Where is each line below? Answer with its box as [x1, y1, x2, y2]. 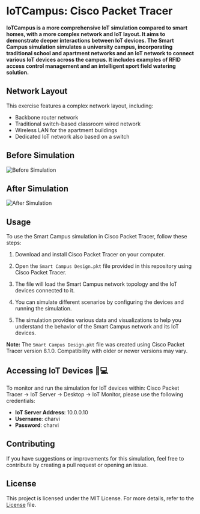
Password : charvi [14, 422, 59, 429]
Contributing [6, 439, 55, 449]
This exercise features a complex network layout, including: [6, 102, 154, 109]
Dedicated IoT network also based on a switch [14, 133, 130, 140]
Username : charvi [14, 416, 60, 422]
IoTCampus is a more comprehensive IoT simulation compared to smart [6, 24, 188, 31]
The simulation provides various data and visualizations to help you [14, 316, 181, 324]
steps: [6, 239, 22, 247]
